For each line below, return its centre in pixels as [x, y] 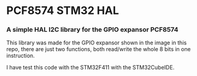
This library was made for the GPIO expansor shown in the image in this [97, 43]
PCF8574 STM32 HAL [63, 11]
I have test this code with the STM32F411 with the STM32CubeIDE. [91, 67]
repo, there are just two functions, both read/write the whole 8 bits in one [98, 49]
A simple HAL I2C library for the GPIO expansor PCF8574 [92, 30]
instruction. [20, 56]
